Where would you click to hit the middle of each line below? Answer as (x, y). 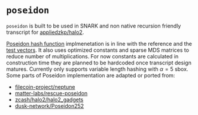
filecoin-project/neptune (45, 87)
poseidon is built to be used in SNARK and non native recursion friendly (94, 26)
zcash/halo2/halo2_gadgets (49, 100)
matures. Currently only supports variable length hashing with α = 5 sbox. (97, 69)
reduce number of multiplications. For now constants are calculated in (92, 56)
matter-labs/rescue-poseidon (51, 93)
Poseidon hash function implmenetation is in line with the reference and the (99, 43)
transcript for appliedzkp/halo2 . (45, 32)
